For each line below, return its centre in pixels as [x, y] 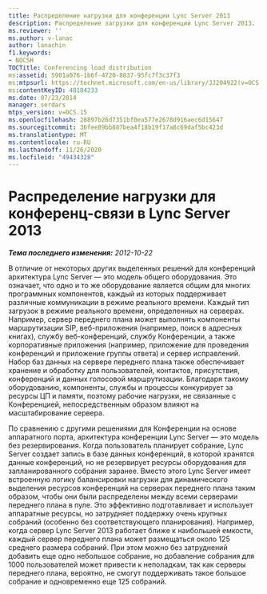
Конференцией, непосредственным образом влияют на [104, 404]
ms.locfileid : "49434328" [51, 157]
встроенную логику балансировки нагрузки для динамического [118, 480]
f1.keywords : [30, 53]
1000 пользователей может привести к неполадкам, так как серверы [127, 564]
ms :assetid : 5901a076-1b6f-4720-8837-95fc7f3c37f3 [94, 75]
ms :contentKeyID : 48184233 [53, 90]
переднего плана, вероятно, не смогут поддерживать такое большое [127, 573]
